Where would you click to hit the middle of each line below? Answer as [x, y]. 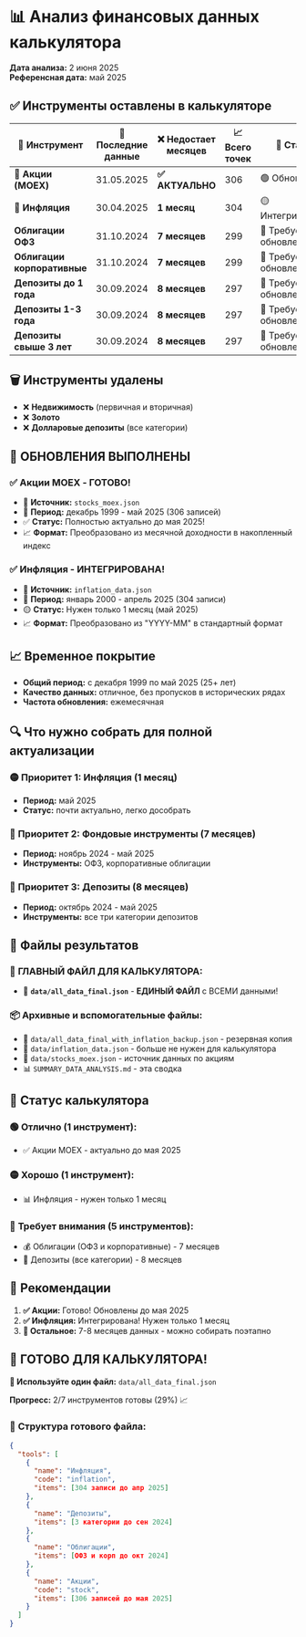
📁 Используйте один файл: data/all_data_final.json [113, 1382]
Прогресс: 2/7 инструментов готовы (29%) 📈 [99, 1400]
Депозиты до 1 [49, 283]
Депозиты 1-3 [48, 308]
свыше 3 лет [43, 347]
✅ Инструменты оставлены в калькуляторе [141, 106]
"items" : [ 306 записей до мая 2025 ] [103, 1598]
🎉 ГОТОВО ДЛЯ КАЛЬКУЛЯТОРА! [108, 1360]
